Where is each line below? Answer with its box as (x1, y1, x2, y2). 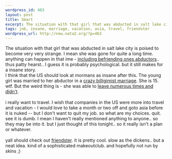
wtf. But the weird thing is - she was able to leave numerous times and (5, 83, 154, 89)
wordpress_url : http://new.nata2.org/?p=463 (5, 31, 102, 36)
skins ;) (5, 148, 21, 154)
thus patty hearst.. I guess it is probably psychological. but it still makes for (5, 62, 163, 67)
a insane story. (5, 67, 37, 73)
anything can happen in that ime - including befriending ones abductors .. (5, 56, 160, 62)
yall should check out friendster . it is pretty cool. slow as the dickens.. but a (5, 137, 164, 143)
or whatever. (5, 126, 32, 132)
